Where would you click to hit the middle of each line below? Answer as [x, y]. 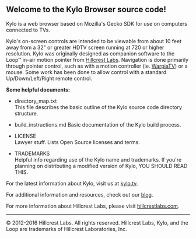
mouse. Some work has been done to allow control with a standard [86, 72]
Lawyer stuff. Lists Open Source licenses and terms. [77, 142]
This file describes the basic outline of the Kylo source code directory [98, 107]
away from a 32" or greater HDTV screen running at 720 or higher [85, 47]
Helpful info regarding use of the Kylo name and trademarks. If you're [98, 159]
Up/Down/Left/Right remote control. [49, 78]
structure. [26, 113]
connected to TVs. [28, 30]
